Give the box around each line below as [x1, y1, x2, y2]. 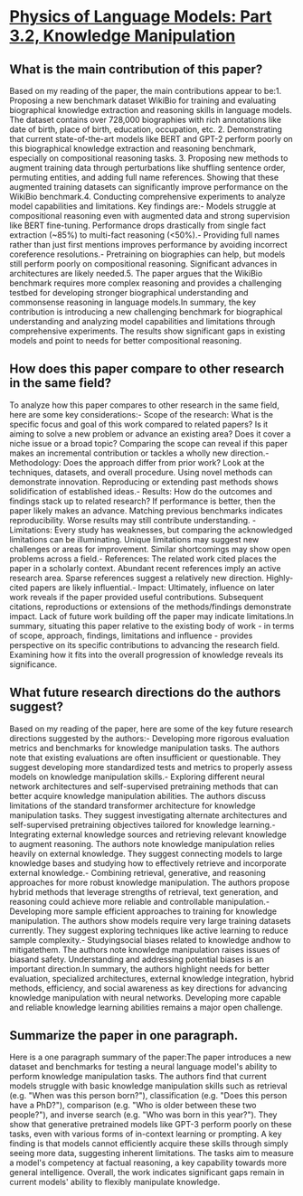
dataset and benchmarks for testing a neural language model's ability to [9, 1061, 278, 1072]
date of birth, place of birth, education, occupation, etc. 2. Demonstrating [9, 124, 283, 135]
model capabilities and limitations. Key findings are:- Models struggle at [9, 201, 277, 212]
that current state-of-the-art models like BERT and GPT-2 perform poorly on [9, 134, 294, 144]
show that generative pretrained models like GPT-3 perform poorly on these [9, 1119, 292, 1130]
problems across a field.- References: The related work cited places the [9, 553, 278, 564]
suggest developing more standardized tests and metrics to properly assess [9, 761, 293, 772]
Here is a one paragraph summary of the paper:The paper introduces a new [9, 1051, 292, 1063]
